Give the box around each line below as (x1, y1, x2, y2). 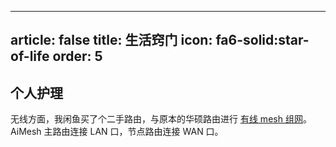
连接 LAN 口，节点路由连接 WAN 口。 (69, 126, 224, 138)
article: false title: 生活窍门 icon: (10, 32, 213, 49)
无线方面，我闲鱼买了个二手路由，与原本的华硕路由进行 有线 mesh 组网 (10, 113, 303, 125)
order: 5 (52, 48, 103, 65)
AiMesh (10, 126, 42, 138)
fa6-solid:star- (215, 32, 310, 49)
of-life (10, 48, 50, 65)
